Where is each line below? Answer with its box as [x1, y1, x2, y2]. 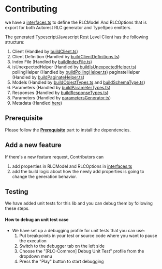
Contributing [5, 3, 58, 15]
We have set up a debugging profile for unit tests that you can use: [12, 227, 145, 233]
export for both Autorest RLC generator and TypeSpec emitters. [5, 24, 132, 30]
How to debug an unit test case [5, 217, 69, 222]
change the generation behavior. [12, 174, 77, 179]
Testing [5, 188, 29, 196]
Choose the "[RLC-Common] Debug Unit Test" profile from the [19, 248, 144, 254]
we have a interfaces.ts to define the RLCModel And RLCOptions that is [5, 19, 147, 25]
